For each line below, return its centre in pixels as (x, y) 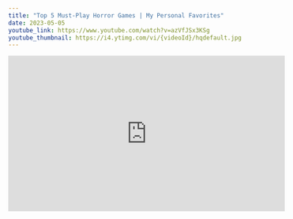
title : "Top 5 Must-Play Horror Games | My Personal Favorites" (116, 15)
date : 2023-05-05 (37, 23)
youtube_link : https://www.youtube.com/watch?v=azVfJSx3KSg (109, 30)
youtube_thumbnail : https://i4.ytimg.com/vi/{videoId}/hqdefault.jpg (125, 38)
